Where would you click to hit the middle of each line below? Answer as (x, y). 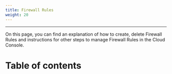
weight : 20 (17, 15)
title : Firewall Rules (29, 10)
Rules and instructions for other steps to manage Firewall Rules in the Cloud (85, 39)
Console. (15, 45)
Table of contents (44, 66)
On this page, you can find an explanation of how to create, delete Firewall (84, 34)
